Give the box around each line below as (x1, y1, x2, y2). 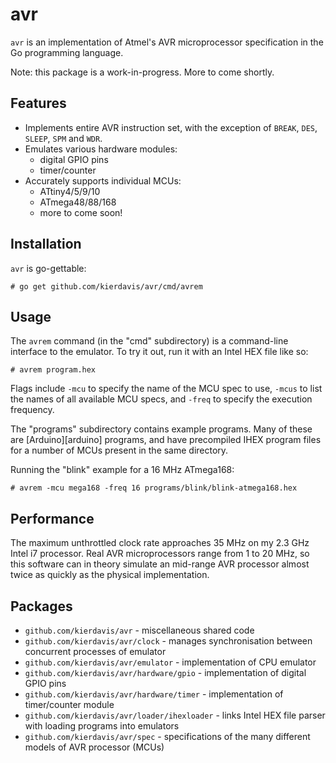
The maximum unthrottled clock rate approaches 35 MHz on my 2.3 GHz (10, 537, 310, 549)
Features (10, 95, 67, 112)
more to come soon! (39, 206, 123, 218)
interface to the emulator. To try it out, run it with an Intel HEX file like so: (10, 346, 309, 358)
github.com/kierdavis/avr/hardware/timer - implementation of (24, 688, 284, 700)
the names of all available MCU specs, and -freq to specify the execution (10, 393, 313, 405)
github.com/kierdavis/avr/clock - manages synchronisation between (24, 635, 313, 647)
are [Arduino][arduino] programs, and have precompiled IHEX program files (10, 434, 322, 446)
